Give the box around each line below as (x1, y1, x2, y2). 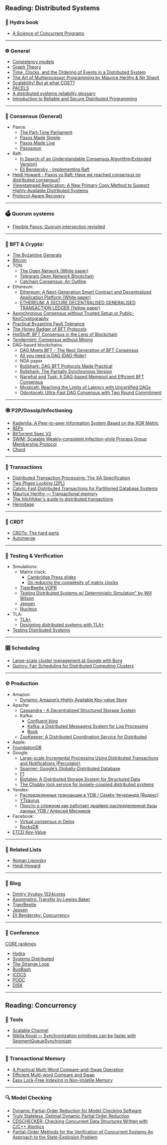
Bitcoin (12, 257, 27, 263)
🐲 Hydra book (5, 19, 39, 26)
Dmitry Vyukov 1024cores (12, 891, 66, 897)
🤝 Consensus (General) (5, 113, 63, 120)
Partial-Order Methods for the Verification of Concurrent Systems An (12, 1129, 154, 1135)
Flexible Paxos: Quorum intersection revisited (12, 224, 105, 230)
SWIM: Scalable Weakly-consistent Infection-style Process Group (12, 436, 147, 442)
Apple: (12, 739, 26, 745)
